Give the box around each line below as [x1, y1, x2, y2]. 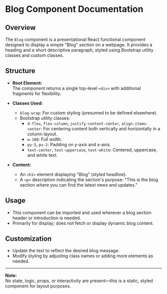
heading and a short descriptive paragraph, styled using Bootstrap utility [5, 47, 154, 53]
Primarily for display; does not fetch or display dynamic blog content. [12, 220, 154, 226]
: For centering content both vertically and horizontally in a [40, 125, 161, 131]
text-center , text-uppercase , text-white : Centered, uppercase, [27, 147, 158, 153]
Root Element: [12, 80, 42, 86]
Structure [5, 67, 36, 75]
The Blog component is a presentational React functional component [5, 36, 146, 42]
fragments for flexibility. [12, 91, 61, 97]
